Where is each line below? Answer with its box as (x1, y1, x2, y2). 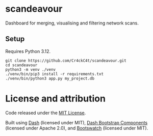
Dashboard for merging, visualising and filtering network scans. (5, 20, 139, 26)
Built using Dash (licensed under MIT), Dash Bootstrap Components (5, 119, 148, 125)
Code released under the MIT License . (5, 110, 86, 116)
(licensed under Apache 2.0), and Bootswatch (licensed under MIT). (5, 125, 148, 131)
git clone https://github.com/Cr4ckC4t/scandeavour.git (5, 58, 126, 63)
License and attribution (5, 93, 106, 104)
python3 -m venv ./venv (5, 67, 56, 72)
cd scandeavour (5, 62, 38, 68)
